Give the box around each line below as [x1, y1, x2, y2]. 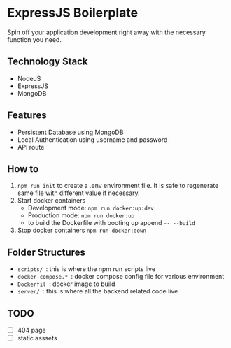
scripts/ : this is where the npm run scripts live [17, 265, 156, 273]
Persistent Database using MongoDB [17, 128, 124, 136]
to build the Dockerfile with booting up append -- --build [27, 219, 196, 227]
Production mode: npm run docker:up [27, 211, 135, 219]
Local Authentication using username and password [17, 135, 168, 144]
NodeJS [17, 74, 41, 82]
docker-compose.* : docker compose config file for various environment [17, 273, 225, 281]
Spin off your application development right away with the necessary [7, 28, 206, 36]
